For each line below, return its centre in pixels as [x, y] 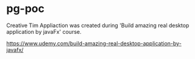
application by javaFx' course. [44, 31]
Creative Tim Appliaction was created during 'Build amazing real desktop [98, 25]
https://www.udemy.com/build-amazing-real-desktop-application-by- [94, 43]
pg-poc [25, 9]
